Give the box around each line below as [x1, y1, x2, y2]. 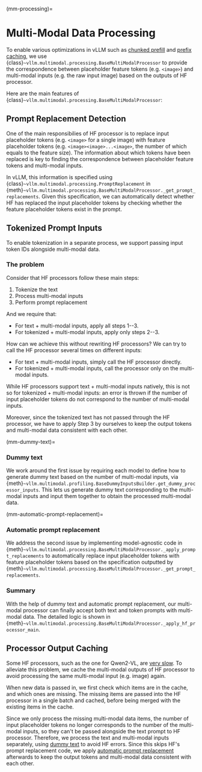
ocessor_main [6, 627, 39, 633]
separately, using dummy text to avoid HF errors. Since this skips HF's [6, 740, 180, 747]
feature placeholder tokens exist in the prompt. [6, 205, 122, 213]
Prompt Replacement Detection [6, 114, 126, 124]
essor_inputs [6, 487, 39, 493]
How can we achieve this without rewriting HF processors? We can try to [6, 340, 186, 347]
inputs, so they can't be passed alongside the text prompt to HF [23, 727, 181, 735]
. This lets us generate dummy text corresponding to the [38, 486, 178, 493]
